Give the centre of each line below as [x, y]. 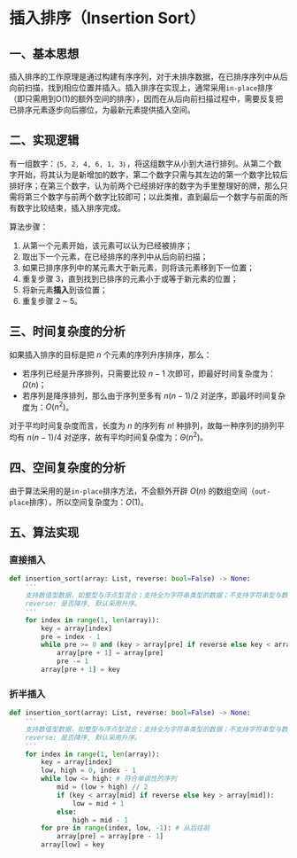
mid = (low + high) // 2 [102, 787]
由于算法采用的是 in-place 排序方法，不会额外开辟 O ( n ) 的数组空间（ [132, 491]
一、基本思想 [44, 54]
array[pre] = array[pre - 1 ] [110, 837]
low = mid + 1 [98, 803]
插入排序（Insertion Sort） [107, 18]
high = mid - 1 [100, 820]
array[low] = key [72, 845]
